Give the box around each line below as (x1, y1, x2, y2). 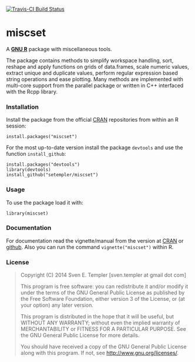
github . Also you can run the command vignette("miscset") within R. (6, 243, 174, 250)
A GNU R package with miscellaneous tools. (6, 45, 113, 52)
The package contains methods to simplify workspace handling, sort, (6, 56, 174, 64)
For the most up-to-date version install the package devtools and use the (6, 144, 183, 151)
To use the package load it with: (6, 199, 83, 206)
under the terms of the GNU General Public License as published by (20, 289, 185, 296)
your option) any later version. (20, 301, 94, 309)
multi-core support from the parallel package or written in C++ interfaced (6, 82, 184, 89)
